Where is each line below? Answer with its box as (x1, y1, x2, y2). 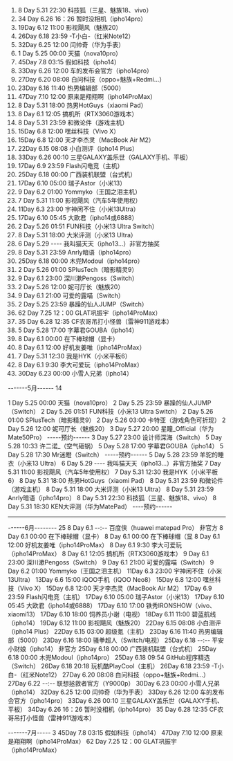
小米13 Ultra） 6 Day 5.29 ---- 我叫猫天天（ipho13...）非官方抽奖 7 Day (19, 459, 221, 467)
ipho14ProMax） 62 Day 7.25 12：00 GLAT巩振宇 (37, 737, 177, 745)
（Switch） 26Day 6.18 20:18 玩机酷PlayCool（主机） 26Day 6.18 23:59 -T (8, 662, 218, 670)
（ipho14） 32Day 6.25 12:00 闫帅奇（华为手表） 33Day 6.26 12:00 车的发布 (8, 688, 225, 696)
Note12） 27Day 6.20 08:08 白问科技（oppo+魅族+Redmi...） (35, 670, 209, 679)
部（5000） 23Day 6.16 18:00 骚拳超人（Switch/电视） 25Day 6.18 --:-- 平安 (8, 636, 224, 644)
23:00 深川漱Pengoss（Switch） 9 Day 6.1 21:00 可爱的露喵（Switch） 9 (8, 558, 214, 566)
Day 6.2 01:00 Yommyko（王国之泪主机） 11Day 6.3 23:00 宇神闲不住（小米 (8, 567, 223, 575)
